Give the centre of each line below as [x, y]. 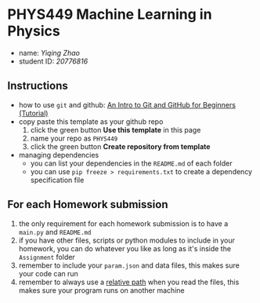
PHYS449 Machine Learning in [110, 15]
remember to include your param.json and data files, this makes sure [129, 265]
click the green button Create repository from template [120, 146]
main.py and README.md [55, 232]
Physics [34, 31]
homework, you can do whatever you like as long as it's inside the [125, 248]
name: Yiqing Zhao [49, 53]
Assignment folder [47, 257]
